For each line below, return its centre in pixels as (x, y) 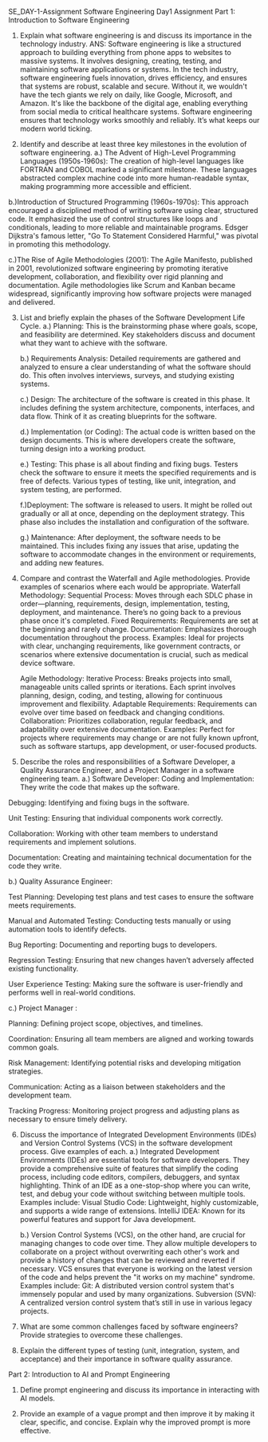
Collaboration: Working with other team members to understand (113, 833)
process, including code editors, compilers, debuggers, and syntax (130, 1177)
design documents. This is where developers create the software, (128, 440)
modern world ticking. (56, 128)
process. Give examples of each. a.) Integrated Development (120, 1151)
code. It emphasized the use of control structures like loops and (113, 219)
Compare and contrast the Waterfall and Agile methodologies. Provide (135, 578)
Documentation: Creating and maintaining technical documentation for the (130, 857)
